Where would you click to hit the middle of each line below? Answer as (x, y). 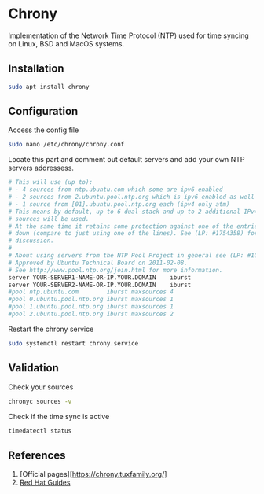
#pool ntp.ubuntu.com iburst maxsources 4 (91, 292)
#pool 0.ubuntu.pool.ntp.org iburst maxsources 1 (91, 300)
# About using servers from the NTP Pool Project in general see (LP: (126, 256)
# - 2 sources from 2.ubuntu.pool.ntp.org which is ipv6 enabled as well (132, 197)
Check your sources (41, 387)
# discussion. (31, 241)
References (37, 455)
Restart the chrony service (51, 329)
